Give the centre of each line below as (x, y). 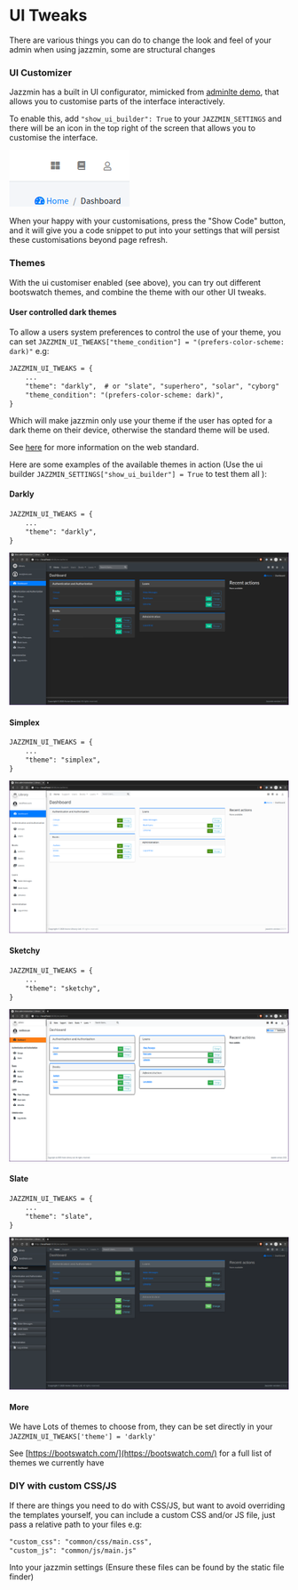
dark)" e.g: (29, 351)
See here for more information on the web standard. (104, 447)
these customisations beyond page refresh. (89, 240)
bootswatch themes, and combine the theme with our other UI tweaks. (138, 292)
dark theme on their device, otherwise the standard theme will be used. (140, 430)
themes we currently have (57, 1463)
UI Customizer (41, 72)
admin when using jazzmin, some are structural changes (112, 49)
